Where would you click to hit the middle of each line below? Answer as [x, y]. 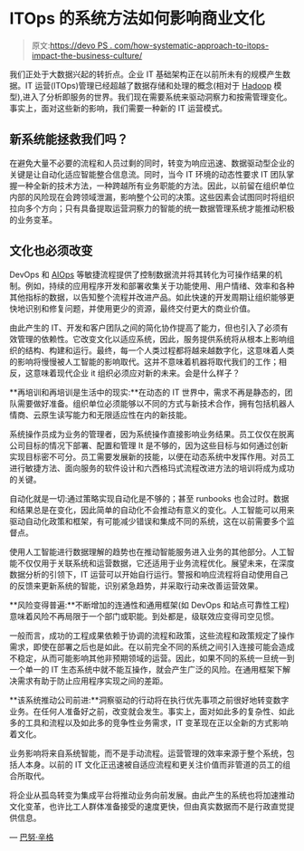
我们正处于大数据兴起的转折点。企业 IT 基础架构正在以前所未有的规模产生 [146, 74]
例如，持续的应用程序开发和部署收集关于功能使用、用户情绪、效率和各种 [160, 285]
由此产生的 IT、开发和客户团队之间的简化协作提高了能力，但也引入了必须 [145, 328]
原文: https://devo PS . [72, 45]
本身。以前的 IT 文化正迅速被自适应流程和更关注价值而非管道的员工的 [154, 764]
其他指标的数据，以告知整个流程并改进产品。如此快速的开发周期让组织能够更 [152, 297]
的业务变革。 [33, 219]
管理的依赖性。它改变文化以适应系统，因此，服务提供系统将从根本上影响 [152, 339]
